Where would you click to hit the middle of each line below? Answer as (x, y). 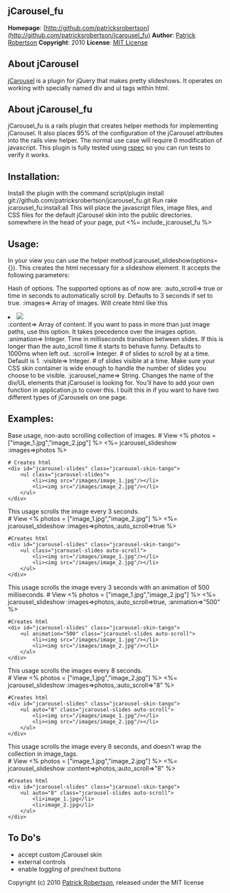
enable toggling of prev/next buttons (69, 869)
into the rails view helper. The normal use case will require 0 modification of (115, 141)
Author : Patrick (174, 35)
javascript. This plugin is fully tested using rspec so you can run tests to (110, 148)
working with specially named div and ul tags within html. (89, 88)
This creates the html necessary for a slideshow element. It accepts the (120, 268)
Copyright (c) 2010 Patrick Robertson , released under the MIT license (106, 882)
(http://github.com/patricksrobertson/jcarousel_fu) (79, 35)
